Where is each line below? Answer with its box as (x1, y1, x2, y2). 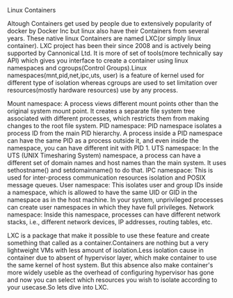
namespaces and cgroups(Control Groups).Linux (7, 64, 147, 72)
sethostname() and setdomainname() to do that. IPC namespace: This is (7, 166, 214, 174)
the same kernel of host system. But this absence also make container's (7, 261, 214, 269)
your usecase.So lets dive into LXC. (7, 283, 109, 291)
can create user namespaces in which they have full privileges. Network (7, 203, 214, 211)
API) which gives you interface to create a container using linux (7, 56, 189, 65)
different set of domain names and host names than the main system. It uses (7, 159, 227, 166)
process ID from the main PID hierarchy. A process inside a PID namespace (7, 129, 223, 137)
